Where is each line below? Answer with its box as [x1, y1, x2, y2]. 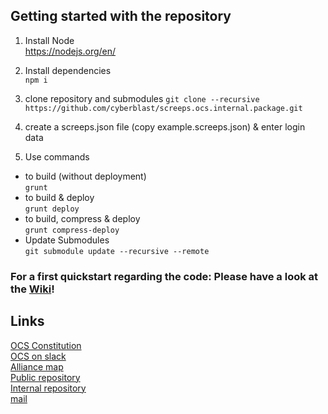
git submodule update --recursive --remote [24, 246, 210, 256]
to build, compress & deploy [24, 212, 141, 224]
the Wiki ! [10, 282, 55, 296]
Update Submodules [24, 234, 110, 246]
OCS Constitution [10, 339, 82, 351]
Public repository [10, 371, 81, 383]
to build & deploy [24, 191, 95, 203]
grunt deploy [24, 204, 80, 214]
